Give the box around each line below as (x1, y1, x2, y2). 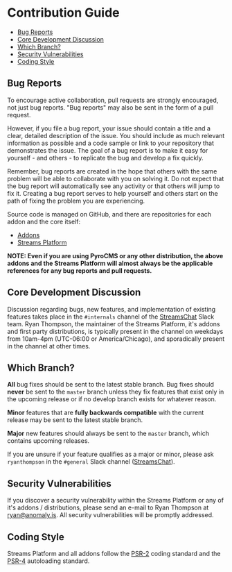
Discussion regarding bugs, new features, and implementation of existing (7, 305, 216, 313)
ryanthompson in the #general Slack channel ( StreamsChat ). (7, 457, 175, 466)
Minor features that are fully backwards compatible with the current (7, 408, 204, 417)
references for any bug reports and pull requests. (7, 266, 152, 275)
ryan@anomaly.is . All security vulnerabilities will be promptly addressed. (7, 511, 214, 519)
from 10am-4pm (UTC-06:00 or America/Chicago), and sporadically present (7, 335, 225, 343)
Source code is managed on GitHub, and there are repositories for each (7, 210, 212, 218)
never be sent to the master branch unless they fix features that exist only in (7, 387, 224, 396)
